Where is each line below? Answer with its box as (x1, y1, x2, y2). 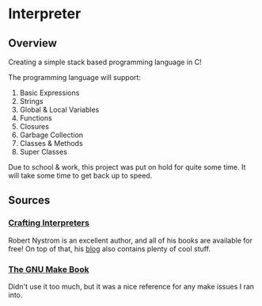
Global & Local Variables (19, 105, 100, 114)
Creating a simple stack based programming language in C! (8, 57, 202, 67)
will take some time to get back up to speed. (8, 171, 153, 180)
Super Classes (19, 147, 67, 156)
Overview (8, 36, 58, 50)
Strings (19, 97, 44, 105)
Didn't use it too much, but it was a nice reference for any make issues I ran (8, 281, 255, 291)
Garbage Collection (19, 130, 84, 140)
